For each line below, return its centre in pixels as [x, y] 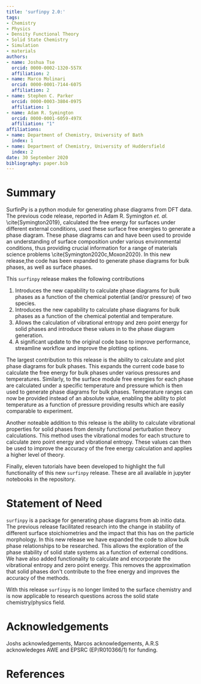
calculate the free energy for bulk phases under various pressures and [93, 373]
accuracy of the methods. [38, 578]
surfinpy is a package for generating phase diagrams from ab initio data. [96, 520]
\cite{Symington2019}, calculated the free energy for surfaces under [91, 222]
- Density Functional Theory [43, 34]
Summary [31, 193]
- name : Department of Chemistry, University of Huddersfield [85, 146]
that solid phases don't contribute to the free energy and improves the [93, 572]
